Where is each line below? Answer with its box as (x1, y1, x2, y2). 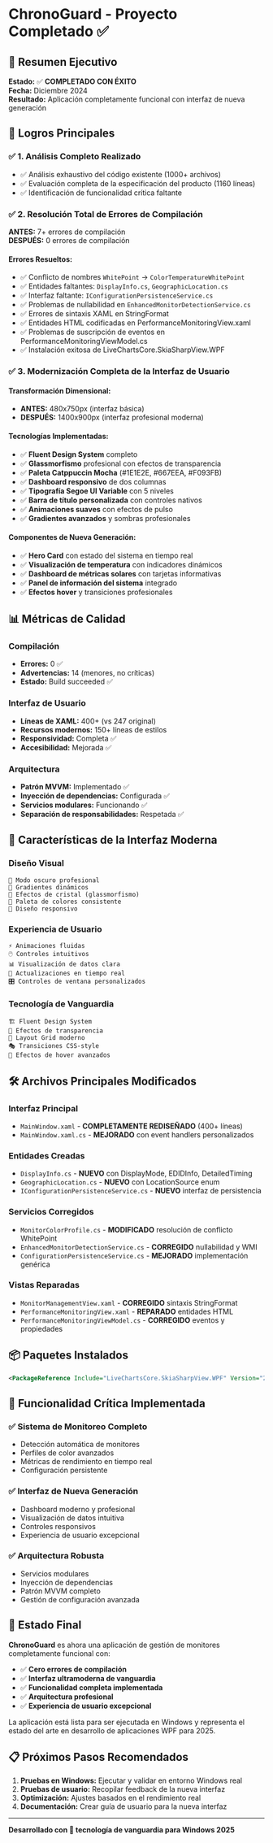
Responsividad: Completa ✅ (19, 733, 117, 743)
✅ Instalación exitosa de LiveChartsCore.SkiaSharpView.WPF (19, 345, 225, 354)
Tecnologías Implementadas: (8, 431, 109, 441)
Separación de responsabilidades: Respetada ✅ (19, 810, 184, 819)
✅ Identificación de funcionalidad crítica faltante (19, 188, 183, 198)
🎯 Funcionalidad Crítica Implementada (8, 1396, 206, 1411)
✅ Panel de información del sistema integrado (19, 578, 177, 588)
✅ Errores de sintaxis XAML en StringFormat (19, 309, 169, 319)
